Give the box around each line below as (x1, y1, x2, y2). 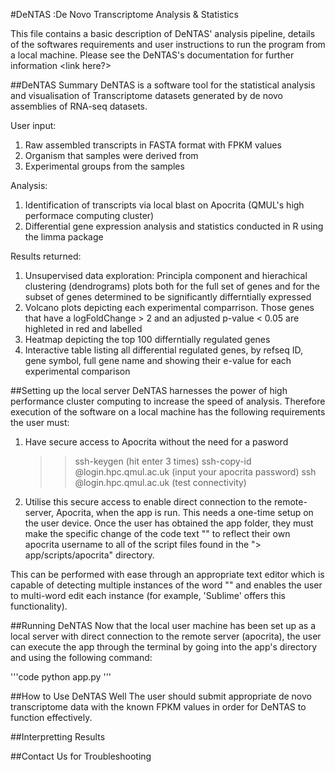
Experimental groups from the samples (24, 160, 185, 172)
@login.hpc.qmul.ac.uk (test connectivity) (74, 477, 247, 488)
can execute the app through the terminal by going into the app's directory (10, 641, 318, 653)
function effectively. (10, 712, 93, 723)
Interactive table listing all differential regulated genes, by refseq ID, (24, 344, 303, 356)
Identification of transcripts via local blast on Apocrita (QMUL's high (24, 199, 305, 211)
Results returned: (10, 250, 82, 262)
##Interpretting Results (10, 731, 106, 743)
